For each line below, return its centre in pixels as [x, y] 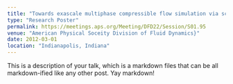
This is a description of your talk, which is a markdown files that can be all [113, 66]
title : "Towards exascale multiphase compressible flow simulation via [113, 14]
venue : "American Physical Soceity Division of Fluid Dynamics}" [103, 33]
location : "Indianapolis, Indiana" [59, 46]
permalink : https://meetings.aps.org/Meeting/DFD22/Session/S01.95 [107, 26]
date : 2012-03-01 [32, 40]
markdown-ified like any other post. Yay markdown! [81, 73]
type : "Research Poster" [43, 20]
